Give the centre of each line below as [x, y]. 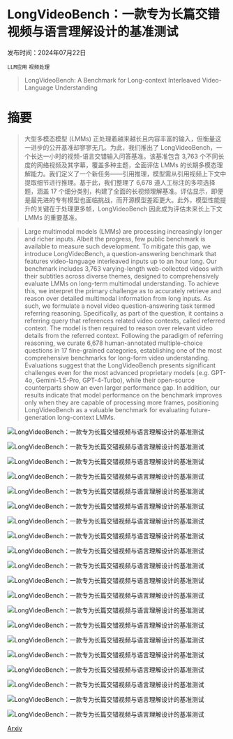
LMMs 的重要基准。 [53, 217]
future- [200, 409]
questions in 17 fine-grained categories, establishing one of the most [123, 350]
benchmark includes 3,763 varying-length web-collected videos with [123, 268]
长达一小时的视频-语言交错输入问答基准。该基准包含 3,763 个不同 [124, 156]
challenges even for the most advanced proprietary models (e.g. [117, 372]
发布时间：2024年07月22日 [47, 52]
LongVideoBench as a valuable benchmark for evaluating [106, 409]
